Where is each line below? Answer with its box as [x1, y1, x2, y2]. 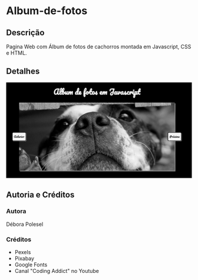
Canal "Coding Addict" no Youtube [14, 268, 99, 275]
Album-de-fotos [6, 4, 88, 18]
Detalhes [6, 66, 40, 76]
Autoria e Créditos [6, 189, 75, 199]
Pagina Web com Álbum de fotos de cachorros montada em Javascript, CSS [6, 43, 192, 50]
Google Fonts [14, 261, 48, 268]
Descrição [6, 28, 45, 38]
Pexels [14, 249, 31, 256]
